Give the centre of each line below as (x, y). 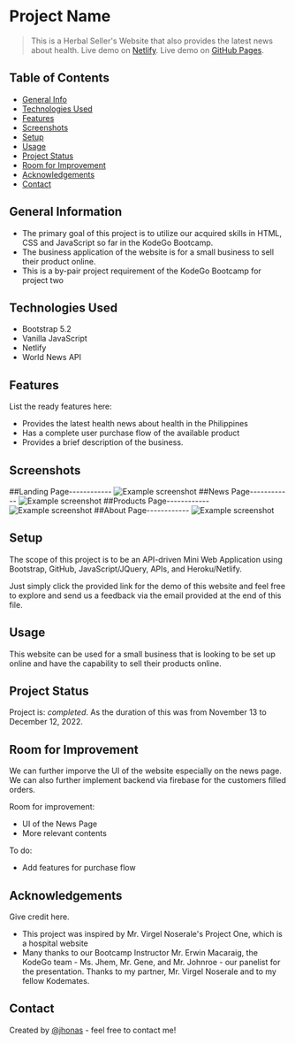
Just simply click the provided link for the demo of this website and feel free (147, 586)
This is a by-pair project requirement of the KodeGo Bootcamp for (142, 271)
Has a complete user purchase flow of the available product (131, 433)
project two (43, 280)
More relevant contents (64, 833)
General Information (66, 212)
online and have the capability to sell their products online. (116, 663)
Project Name (60, 16)
